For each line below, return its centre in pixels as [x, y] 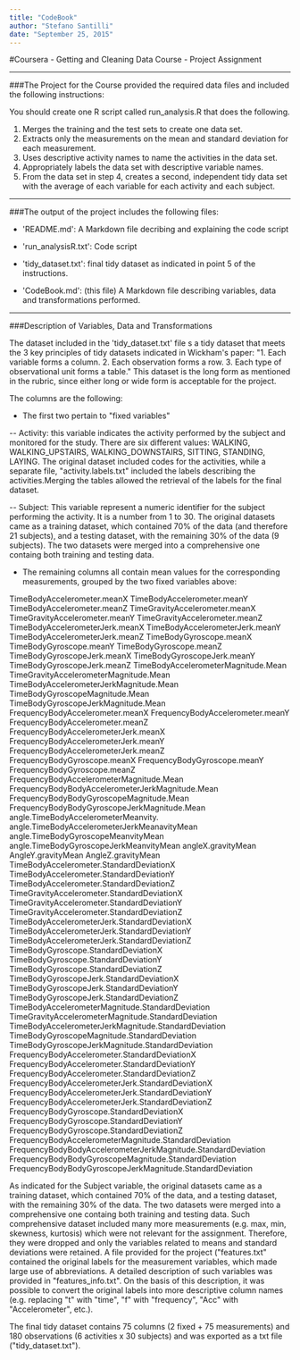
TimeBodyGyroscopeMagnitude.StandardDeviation [103, 1036]
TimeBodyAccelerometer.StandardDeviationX [92, 865]
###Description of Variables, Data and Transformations [111, 326]
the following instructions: [57, 95]
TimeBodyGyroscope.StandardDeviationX [86, 950]
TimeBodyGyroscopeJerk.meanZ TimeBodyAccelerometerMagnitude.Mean [148, 666]
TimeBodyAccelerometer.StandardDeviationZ [92, 884]
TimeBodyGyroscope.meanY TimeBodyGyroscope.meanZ [116, 646]
